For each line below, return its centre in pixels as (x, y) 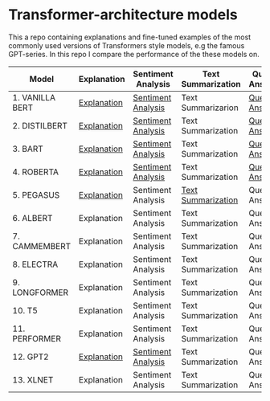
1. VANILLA (34, 97)
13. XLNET (33, 379)
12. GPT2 (31, 357)
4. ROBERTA (35, 172)
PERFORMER (37, 338)
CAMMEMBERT (42, 246)
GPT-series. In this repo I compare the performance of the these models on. (134, 54)
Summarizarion (210, 108)
